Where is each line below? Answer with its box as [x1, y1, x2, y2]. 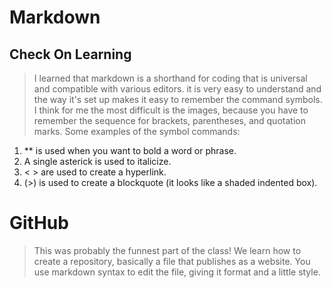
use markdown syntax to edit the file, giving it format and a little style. [33, 266, 321, 278]
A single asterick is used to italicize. [23, 156, 172, 167]
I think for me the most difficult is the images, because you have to [33, 104, 309, 116]
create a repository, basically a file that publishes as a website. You [33, 255, 311, 267]
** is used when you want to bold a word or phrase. [23, 145, 237, 156]
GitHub [9, 212, 69, 235]
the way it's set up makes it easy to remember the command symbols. [33, 94, 323, 105]
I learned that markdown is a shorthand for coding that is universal [33, 72, 308, 84]
